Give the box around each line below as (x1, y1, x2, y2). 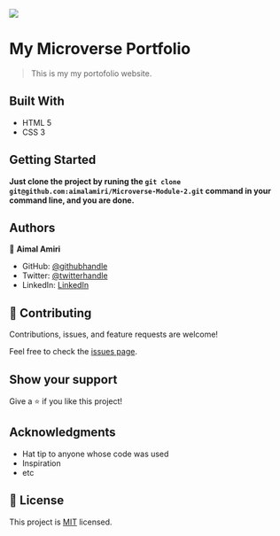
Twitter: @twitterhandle (21, 270, 108, 281)
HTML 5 (21, 117, 52, 128)
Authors (9, 220, 56, 235)
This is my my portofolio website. (30, 67, 152, 79)
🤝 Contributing (9, 306, 92, 321)
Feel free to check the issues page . (9, 346, 137, 357)
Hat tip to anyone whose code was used (21, 448, 169, 459)
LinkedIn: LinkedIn (21, 280, 89, 291)
